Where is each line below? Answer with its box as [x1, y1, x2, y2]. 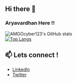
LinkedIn [12, 66, 30, 72]
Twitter [12, 72, 27, 78]
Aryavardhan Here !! [5, 20, 55, 27]
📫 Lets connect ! [5, 51, 59, 59]
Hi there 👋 [5, 5, 36, 13]
